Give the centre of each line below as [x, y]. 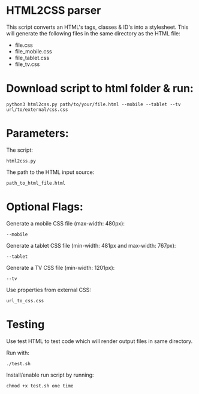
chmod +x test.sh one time [40, 386]
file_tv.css [27, 64]
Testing [25, 324]
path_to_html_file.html [36, 183]
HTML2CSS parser [54, 10]
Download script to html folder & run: [100, 88]
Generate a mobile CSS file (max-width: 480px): [65, 223]
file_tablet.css [32, 58]
